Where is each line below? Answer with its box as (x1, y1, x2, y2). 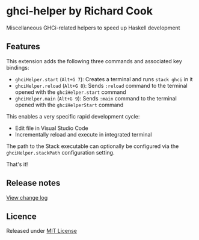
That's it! (6, 161, 28, 168)
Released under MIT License (6, 227, 77, 235)
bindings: (6, 64, 29, 71)
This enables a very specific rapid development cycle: (6, 112, 140, 120)
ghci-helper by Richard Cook (6, 4, 153, 18)
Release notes (6, 178, 61, 188)
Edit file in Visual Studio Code (14, 125, 88, 132)
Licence (6, 211, 37, 221)
